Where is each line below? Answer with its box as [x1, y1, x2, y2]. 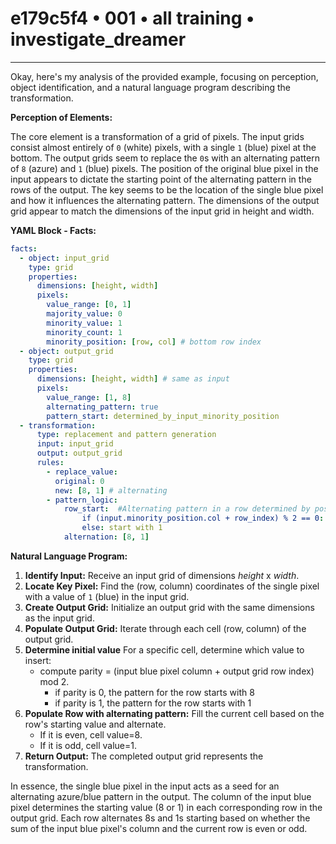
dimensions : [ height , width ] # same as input [36, 374, 230, 384]
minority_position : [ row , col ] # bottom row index [46, 337, 262, 347]
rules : [36, 458, 65, 468]
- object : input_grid [19, 253, 110, 263]
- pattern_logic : [46, 495, 118, 505]
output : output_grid [36, 448, 123, 459]
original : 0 [54, 476, 105, 486]
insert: [24, 654, 52, 666]
